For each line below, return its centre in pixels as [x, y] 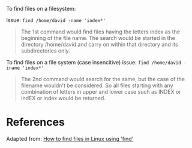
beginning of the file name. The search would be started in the [98, 38]
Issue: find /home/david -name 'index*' [56, 20]
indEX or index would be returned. [63, 98]
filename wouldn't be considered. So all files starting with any [97, 85]
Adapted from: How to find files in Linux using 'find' [70, 138]
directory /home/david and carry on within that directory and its [100, 44]
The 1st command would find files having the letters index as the [100, 32]
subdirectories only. [45, 51]
